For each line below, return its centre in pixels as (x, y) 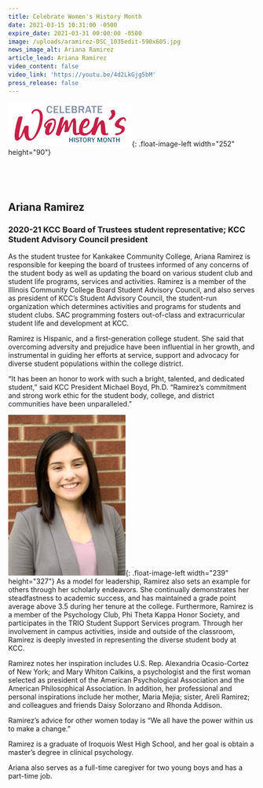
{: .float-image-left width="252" (184, 144)
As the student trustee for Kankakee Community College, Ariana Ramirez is (130, 256)
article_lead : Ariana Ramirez (58, 58)
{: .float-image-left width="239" (177, 573)
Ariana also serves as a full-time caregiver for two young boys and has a (126, 768)
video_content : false (44, 67)
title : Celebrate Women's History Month (75, 17)
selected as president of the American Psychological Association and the (126, 680)
